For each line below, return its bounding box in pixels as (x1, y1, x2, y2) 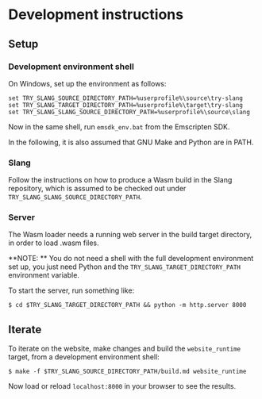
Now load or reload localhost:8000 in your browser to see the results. (8, 382, 237, 391)
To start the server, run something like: (8, 286, 135, 295)
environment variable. (8, 270, 79, 280)
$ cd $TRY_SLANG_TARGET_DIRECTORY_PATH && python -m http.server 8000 (8, 301, 247, 309)
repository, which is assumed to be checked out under (8, 184, 187, 194)
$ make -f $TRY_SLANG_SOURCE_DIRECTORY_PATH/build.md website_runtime (8, 367, 247, 376)
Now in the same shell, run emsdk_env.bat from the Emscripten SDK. (8, 121, 230, 132)
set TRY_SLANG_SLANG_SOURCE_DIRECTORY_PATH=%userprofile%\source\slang (8, 108, 250, 116)
